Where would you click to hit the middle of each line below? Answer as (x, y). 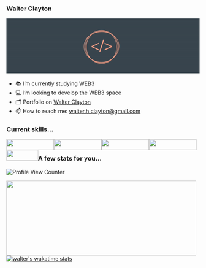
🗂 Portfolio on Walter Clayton (53, 102)
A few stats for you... (70, 159)
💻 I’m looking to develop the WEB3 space (68, 93)
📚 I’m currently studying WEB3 (55, 83)
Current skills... (30, 129)
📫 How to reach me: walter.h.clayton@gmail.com (78, 111)
